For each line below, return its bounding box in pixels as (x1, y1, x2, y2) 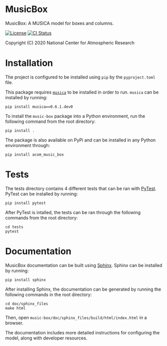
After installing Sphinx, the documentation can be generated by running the (5, 286, 161, 292)
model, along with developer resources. (5, 335, 88, 341)
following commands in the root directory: (5, 291, 92, 298)
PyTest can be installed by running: (5, 190, 78, 197)
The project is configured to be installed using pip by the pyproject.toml (5, 74, 156, 80)
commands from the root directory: (5, 215, 78, 221)
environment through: (5, 142, 50, 148)
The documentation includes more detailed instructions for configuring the (5, 329, 160, 335)
